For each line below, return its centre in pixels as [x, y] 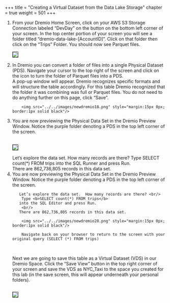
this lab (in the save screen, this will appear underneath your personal [85, 274]
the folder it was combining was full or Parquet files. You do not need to [87, 92]
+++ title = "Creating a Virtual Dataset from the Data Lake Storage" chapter [83, 7]
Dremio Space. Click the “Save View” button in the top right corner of [85, 264]
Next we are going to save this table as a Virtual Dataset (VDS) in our [84, 258]
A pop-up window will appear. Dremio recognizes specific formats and [86, 81]
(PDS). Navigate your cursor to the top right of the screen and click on [86, 70]
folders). [21, 280]
